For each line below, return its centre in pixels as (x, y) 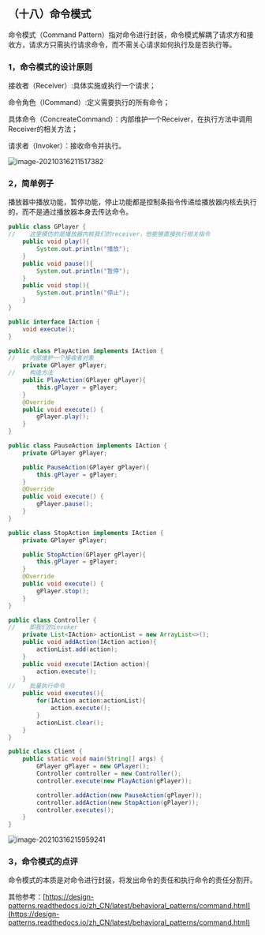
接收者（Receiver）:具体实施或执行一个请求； (82, 86)
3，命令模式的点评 (43, 862)
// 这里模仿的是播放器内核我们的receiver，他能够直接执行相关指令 (109, 234)
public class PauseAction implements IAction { (88, 446)
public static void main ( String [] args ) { (93, 759)
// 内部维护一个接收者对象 (51, 358)
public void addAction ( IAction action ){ (90, 642)
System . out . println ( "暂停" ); (83, 271)
